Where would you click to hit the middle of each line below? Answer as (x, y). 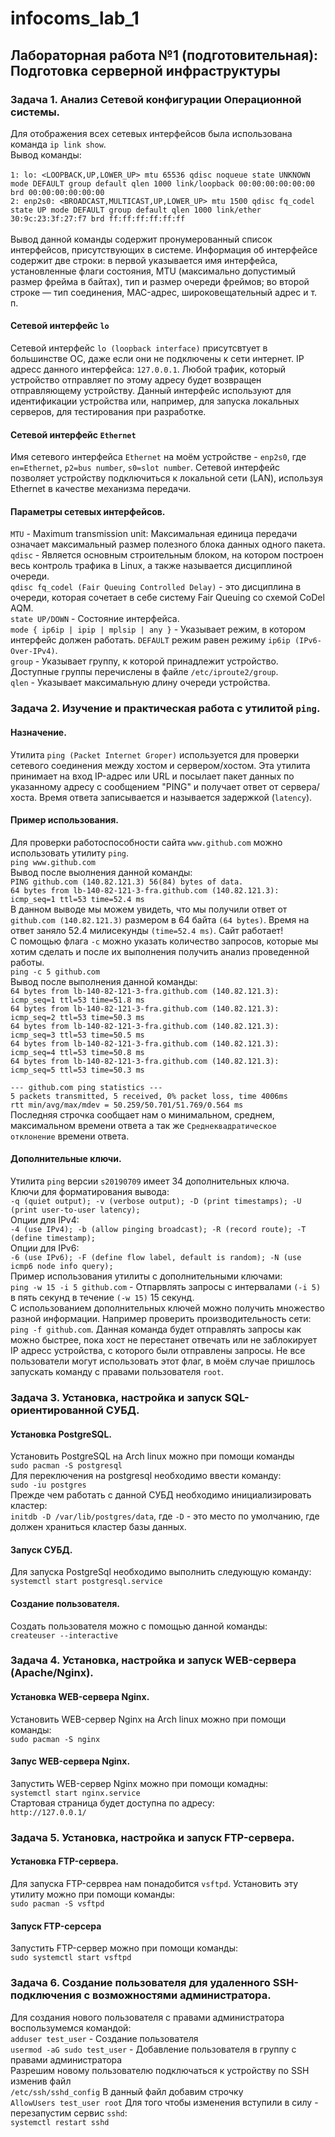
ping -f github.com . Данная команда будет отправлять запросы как (156, 1329)
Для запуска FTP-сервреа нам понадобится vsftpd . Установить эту (154, 1883)
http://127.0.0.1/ (48, 1812)
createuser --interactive (64, 1635)
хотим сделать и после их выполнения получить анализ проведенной (160, 951)
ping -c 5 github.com (55, 972)
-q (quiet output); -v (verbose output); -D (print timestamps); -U (156, 1202)
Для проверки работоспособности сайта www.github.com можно (146, 842)
